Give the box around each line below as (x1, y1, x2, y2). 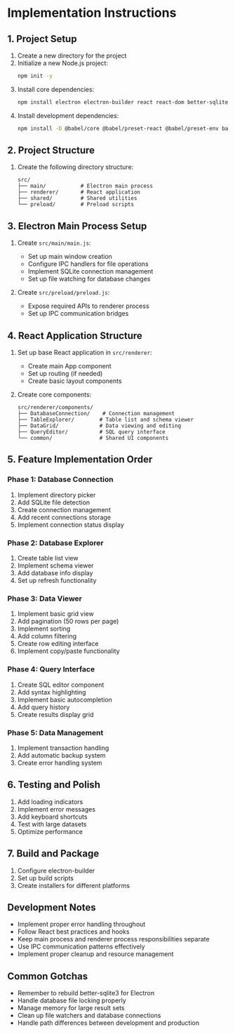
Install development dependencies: (17, 111, 119, 120)
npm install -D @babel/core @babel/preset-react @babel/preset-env (17, 125, 219, 132)
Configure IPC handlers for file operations (27, 260, 149, 268)
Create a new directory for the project (17, 51, 127, 60)
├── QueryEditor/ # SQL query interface (17, 429, 166, 436)
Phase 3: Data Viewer (7, 593, 82, 603)
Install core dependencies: (17, 85, 95, 93)
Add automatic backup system (17, 751, 107, 759)
